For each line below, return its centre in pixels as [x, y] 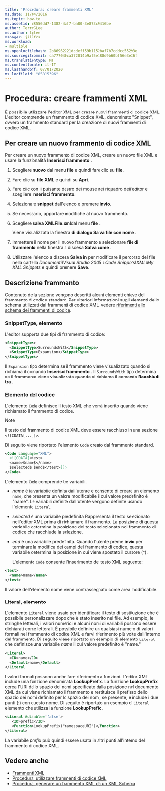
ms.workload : [18, 42]
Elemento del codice [30, 395]
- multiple [16, 46]
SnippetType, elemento [34, 323]
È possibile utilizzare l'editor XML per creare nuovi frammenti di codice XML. [83, 112]
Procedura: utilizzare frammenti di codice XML [59, 778]
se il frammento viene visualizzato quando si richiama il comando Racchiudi [82, 377]
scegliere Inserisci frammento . [44, 194]
